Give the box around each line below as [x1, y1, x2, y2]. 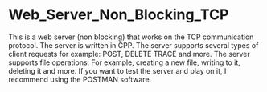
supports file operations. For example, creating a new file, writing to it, [8, 58, 241, 67]
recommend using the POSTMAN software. [8, 74, 152, 84]
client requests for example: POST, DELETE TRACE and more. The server [8, 49, 251, 58]
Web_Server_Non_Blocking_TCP [8, 6, 229, 24]
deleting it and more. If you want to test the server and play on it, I [8, 66, 227, 75]
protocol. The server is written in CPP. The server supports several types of [8, 40, 259, 50]
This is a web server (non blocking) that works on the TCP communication [8, 32, 254, 42]
